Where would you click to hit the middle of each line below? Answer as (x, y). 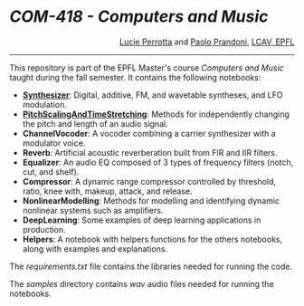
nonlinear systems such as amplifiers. (93, 210)
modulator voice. (54, 143)
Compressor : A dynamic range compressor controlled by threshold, (149, 181)
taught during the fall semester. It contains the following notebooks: (135, 77)
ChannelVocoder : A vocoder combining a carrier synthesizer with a (149, 133)
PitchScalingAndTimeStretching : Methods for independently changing (156, 114)
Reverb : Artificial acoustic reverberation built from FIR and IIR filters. (150, 152)
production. (44, 229)
